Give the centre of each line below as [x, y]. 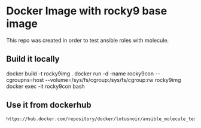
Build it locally [33, 59]
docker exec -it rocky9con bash [45, 86]
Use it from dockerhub [49, 105]
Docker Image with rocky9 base [87, 11]
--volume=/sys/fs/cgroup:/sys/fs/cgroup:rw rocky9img [113, 80]
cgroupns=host [25, 80]
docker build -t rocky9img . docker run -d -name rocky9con [80, 74]
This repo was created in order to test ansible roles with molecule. [88, 40]
